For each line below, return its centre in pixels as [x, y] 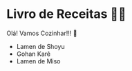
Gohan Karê [34, 54]
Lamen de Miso [38, 61]
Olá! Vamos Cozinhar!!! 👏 [42, 33]
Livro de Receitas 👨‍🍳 [66, 14]
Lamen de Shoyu [40, 46]
